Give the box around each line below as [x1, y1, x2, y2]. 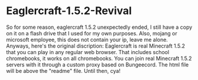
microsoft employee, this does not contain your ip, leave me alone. [6, 36, 168, 43]
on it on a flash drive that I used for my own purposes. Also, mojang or [6, 29, 177, 36]
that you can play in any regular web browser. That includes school [6, 48, 170, 55]
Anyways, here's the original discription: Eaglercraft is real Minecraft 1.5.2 [6, 42, 185, 49]
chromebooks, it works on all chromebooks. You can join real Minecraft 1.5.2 [6, 55, 192, 62]
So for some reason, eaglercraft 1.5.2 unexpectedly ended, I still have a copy [6, 24, 193, 31]
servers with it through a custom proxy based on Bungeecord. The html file [6, 61, 189, 68]
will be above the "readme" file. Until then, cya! [6, 67, 121, 74]
